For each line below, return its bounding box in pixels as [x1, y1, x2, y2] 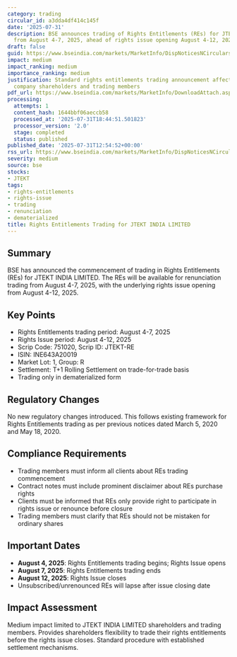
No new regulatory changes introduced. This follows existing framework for [7, 412, 227, 421]
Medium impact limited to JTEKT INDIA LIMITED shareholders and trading [7, 620, 221, 629]
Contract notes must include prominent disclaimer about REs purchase [17, 481, 224, 490]
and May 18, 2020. [7, 428, 61, 436]
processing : [7, 96, 42, 103]
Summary [7, 247, 51, 259]
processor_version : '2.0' [13, 122, 90, 130]
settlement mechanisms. [7, 643, 79, 651]
